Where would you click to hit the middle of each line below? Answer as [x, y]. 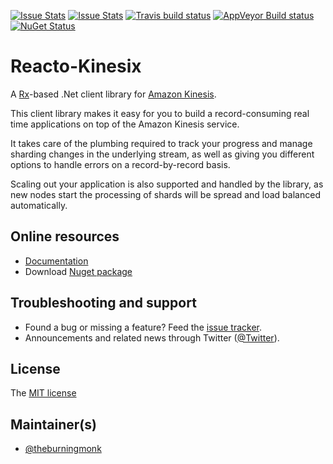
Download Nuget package [78, 271]
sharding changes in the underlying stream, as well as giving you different [162, 154]
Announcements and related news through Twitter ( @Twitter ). [152, 337]
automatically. [39, 205]
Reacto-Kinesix [76, 66]
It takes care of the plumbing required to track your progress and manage [161, 143]
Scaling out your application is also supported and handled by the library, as [167, 184]
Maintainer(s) [53, 424]
